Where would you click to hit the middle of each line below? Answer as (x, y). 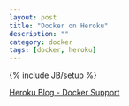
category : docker (41, 42)
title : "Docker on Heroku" (59, 26)
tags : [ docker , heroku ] (53, 50)
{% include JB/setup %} (53, 75)
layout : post (33, 17)
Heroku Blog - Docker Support (64, 93)
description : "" (39, 34)
